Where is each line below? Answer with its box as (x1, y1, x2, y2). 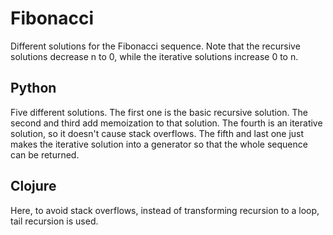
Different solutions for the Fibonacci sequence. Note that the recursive (10, 40, 301, 52)
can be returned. (10, 148, 80, 161)
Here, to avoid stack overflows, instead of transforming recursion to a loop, (10, 204, 320, 216)
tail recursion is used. (10, 215, 99, 227)
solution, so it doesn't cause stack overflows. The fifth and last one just (10, 127, 305, 139)
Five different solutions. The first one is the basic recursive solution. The (10, 106, 308, 118)
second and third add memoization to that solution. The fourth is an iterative (10, 117, 323, 129)
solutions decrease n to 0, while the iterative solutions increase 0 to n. (10, 50, 299, 62)
